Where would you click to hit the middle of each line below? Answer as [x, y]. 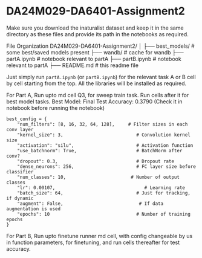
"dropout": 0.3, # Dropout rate [96, 161]
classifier [20, 172]
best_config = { [27, 119]
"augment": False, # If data [90, 204]
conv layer [20, 129]
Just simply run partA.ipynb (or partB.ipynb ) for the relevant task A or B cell [101, 77]
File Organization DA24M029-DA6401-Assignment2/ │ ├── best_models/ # [100, 46]
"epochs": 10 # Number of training [104, 214]
